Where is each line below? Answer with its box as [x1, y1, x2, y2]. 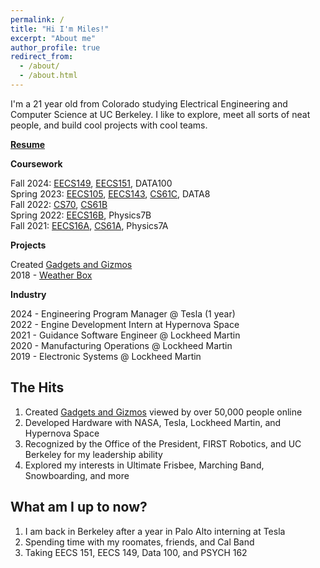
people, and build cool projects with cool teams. [10, 119, 208, 131]
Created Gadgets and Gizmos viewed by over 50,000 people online [24, 406, 303, 418]
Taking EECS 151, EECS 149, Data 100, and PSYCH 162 [24, 546, 248, 558]
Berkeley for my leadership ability [24, 448, 163, 460]
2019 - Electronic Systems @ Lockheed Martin [10, 350, 202, 362]
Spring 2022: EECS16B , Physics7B [10, 209, 152, 221]
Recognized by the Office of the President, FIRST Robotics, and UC [24, 437, 302, 450]
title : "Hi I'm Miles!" [10, 24, 110, 34]
